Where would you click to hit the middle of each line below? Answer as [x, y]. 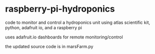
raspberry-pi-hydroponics [60, 9]
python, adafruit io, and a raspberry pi [44, 27]
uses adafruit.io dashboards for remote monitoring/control [64, 37]
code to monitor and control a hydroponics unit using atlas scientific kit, [77, 22]
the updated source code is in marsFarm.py [49, 46]
